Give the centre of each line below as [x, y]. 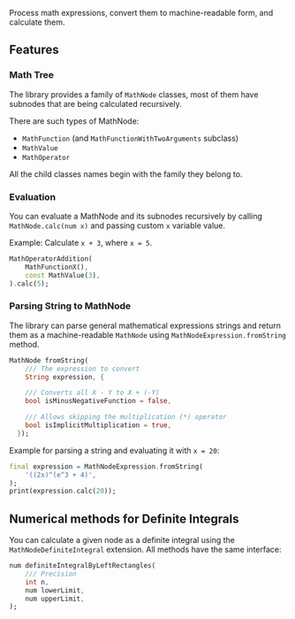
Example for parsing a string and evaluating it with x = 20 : [114, 450]
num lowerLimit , [55, 590]
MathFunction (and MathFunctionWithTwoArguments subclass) [130, 138]
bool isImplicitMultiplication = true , [98, 425]
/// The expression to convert [83, 369]
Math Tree [32, 75]
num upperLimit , [55, 599]
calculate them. [37, 22]
